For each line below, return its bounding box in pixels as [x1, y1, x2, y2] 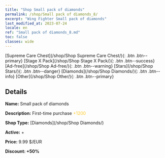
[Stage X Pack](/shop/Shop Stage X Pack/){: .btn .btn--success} [24, 57, 155, 64]
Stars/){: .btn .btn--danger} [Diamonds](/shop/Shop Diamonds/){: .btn [5, 68, 147, 74]
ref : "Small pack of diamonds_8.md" [5, 30, 80, 35]
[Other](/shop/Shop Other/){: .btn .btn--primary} [15, 73, 114, 79]
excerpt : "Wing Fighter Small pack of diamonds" [5, 16, 107, 21]
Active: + [5, 129, 25, 135]
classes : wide [5, 39, 34, 44]
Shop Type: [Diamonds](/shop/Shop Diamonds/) [5, 120, 104, 126]
